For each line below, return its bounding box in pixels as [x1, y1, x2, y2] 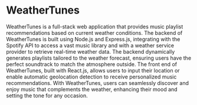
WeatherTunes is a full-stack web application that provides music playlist [6, 23, 183, 30]
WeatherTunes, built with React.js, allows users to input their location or [6, 67, 180, 74]
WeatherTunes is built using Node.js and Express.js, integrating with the [6, 35, 180, 42]
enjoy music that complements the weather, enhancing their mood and [6, 86, 178, 93]
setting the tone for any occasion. [6, 92, 88, 99]
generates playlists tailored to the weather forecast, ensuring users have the [6, 54, 192, 61]
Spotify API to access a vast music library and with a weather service [6, 42, 175, 49]
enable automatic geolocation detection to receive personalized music [6, 73, 177, 80]
